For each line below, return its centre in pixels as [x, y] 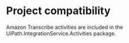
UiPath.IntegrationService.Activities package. [61, 33]
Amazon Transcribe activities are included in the [65, 27]
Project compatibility [58, 11]
